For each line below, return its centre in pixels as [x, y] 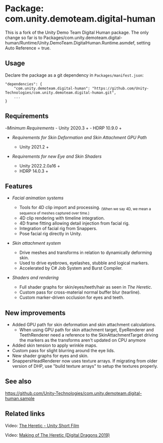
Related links [25, 414]
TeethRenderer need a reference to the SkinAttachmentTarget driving [89, 335]
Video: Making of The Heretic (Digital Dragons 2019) [58, 435]
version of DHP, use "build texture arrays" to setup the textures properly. [85, 366]
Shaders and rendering [35, 278]
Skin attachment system [36, 243]
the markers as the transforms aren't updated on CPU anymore [82, 340]
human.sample [20, 398]
